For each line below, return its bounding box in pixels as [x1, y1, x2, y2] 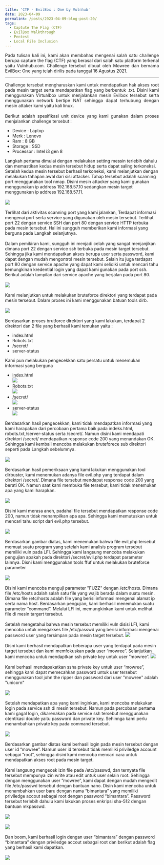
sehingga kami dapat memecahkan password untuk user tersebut [5, 669, 137, 675]
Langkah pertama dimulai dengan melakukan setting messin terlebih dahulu [5, 158, 157, 164]
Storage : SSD [12, 143, 41, 149]
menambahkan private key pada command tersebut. [5, 721, 110, 726]
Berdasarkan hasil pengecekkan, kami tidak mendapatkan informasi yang [5, 420, 152, 426]
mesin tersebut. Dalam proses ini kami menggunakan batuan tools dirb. [5, 297, 148, 303]
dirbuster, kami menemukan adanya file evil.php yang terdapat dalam [5, 472, 144, 477]
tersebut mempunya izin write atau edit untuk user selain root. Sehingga [5, 772, 150, 778]
